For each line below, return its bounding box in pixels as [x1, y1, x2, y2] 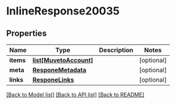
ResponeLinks [32, 76, 74, 84]
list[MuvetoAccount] [32, 56, 93, 64]
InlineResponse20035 [6, 4, 120, 18]
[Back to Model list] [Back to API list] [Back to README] [6, 91, 145, 98]
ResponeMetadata [32, 66, 87, 74]
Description [99, 46, 134, 54]
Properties [6, 28, 47, 38]
